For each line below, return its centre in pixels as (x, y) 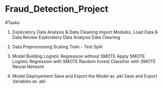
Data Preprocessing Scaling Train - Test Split (57, 46)
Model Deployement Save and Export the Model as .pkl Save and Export (85, 76)
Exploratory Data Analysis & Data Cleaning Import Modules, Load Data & (85, 32)
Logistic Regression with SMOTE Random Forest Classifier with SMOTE (84, 61)
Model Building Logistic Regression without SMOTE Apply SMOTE (79, 56)
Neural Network (28, 67)
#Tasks (12, 22)
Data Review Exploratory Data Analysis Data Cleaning (66, 37)
